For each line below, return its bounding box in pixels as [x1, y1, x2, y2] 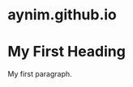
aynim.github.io [7, 6, 117, 24]
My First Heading [7, 43, 127, 61]
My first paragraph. [7, 69, 72, 79]
